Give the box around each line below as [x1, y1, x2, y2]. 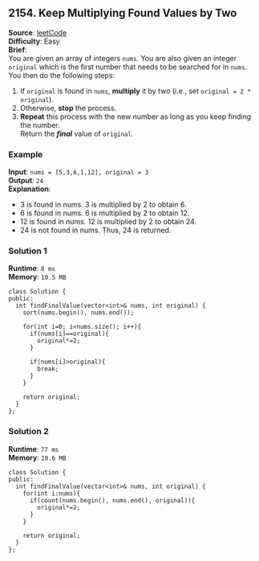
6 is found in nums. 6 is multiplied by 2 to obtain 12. [19, 208, 190, 218]
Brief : [8, 44, 27, 55]
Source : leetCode [8, 27, 67, 37]
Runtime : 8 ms [8, 264, 56, 273]
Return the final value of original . [19, 129, 134, 138]
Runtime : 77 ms [8, 444, 59, 453]
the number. [19, 120, 60, 129]
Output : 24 [8, 176, 44, 186]
